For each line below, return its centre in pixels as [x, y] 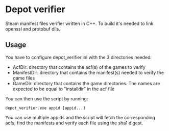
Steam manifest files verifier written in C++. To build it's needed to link [79, 23]
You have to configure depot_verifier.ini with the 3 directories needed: [79, 57]
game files [24, 78]
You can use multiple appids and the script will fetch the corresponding [80, 117]
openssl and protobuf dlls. [33, 29]
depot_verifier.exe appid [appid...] [45, 108]
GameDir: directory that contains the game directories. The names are [86, 83]
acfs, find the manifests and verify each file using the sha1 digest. [74, 123]
